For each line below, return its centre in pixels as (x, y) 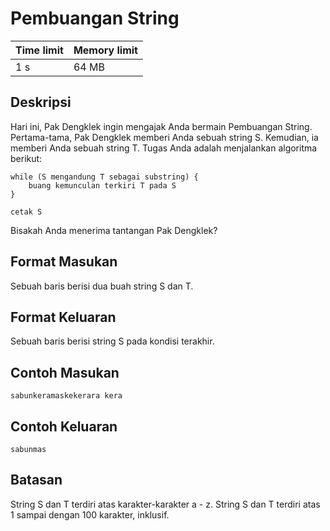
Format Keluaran (63, 317)
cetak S (26, 212)
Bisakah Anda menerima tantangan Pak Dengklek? (114, 230)
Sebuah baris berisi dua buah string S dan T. (102, 286)
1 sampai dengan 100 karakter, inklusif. (90, 514)
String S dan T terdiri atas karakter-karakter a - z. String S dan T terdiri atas (165, 504)
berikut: (26, 158)
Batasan (36, 480)
